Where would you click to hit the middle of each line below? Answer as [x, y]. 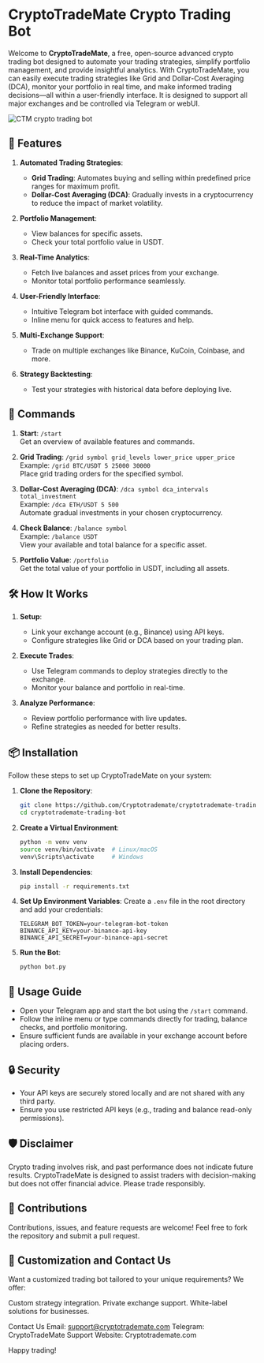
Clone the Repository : [56, 791]
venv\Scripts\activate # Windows [82, 857]
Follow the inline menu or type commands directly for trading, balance [133, 1019]
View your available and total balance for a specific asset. [113, 544]
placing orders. [44, 1044]
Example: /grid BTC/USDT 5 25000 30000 [85, 465]
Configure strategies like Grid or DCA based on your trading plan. [137, 640]
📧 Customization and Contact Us [89, 1260]
